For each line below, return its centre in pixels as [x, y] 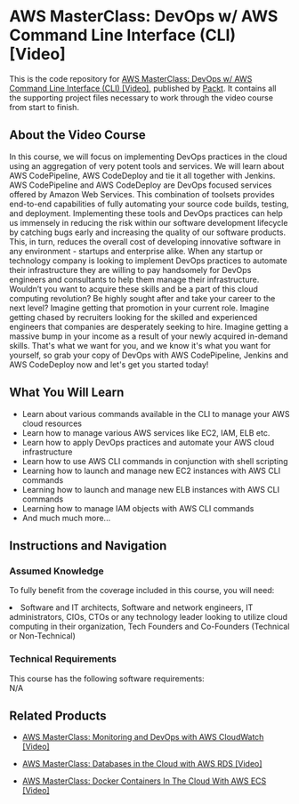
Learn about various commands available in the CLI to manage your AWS [156, 414]
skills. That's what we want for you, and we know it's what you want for [140, 345]
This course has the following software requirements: [107, 679]
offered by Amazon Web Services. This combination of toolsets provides [142, 194]
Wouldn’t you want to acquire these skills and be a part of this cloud [133, 289]
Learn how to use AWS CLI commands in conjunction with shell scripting [155, 461]
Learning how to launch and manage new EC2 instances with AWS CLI [151, 470]
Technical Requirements [63, 659]
